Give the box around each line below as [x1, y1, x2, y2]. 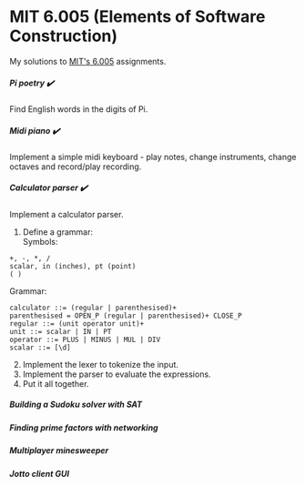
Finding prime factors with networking [9, 421, 158, 433]
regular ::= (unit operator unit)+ [9, 319, 145, 329]
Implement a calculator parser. [9, 208, 124, 219]
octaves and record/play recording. [9, 161, 142, 172]
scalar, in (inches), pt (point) [9, 261, 137, 270]
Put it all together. [22, 378, 89, 389]
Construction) [9, 25, 118, 46]
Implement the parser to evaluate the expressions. [22, 369, 211, 380]
